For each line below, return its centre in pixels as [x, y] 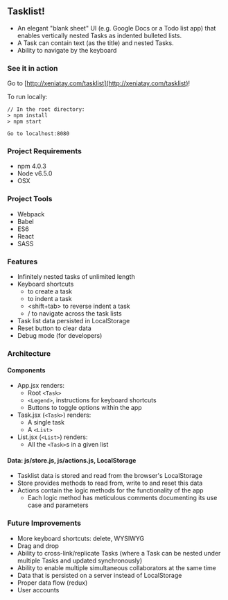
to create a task [50, 291]
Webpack [31, 214]
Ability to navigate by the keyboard [67, 50]
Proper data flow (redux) [52, 583]
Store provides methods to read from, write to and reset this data [110, 483]
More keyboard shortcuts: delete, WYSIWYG [80, 538]
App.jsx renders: [41, 386]
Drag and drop [38, 546]
